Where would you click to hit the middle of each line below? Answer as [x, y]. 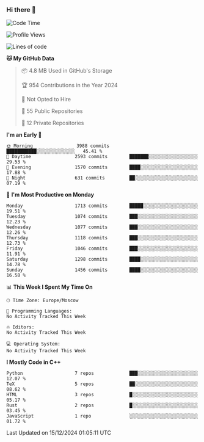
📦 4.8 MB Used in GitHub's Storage [67, 71]
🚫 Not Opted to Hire [46, 100]
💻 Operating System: [34, 344]
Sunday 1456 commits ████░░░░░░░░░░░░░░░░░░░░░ [102, 270]
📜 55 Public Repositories [52, 111]
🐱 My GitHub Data [31, 59]
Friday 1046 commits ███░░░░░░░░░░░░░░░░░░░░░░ [102, 249]
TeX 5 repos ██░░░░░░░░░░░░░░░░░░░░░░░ [102, 384]
